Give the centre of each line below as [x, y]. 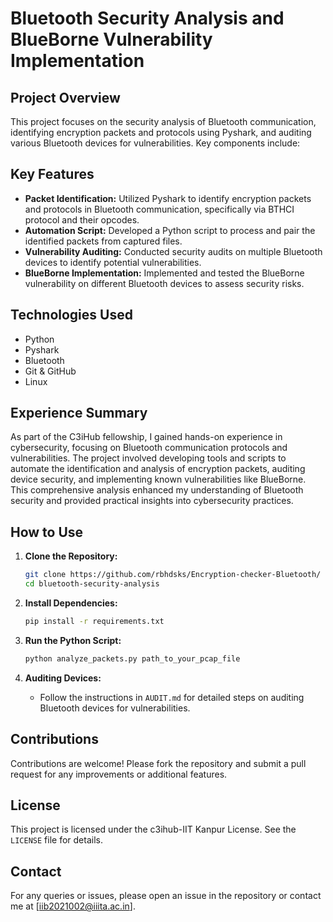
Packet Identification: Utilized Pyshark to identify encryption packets [168, 198]
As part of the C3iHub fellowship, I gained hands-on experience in [146, 437]
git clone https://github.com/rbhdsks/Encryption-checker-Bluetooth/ [173, 575]
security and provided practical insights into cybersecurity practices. [152, 501]
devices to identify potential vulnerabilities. [113, 262]
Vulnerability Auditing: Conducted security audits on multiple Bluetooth [173, 251]
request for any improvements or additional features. [119, 774]
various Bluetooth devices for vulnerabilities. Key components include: [155, 143]
